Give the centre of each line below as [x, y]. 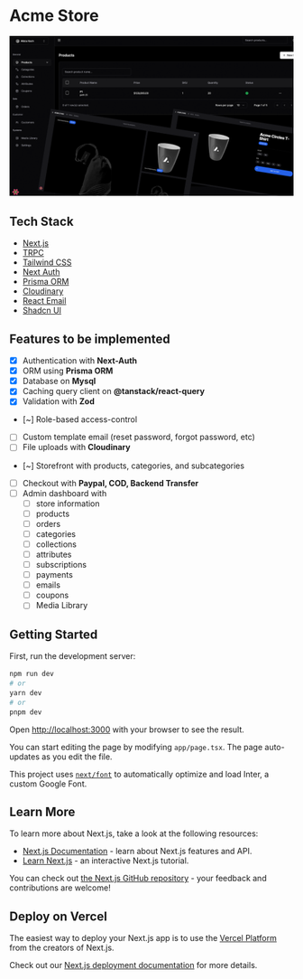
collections [56, 544]
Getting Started [54, 634]
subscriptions [61, 565]
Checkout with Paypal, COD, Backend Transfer [110, 483]
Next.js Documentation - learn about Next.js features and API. [137, 852]
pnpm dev [26, 712]
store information [68, 504]
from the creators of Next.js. [62, 948]
